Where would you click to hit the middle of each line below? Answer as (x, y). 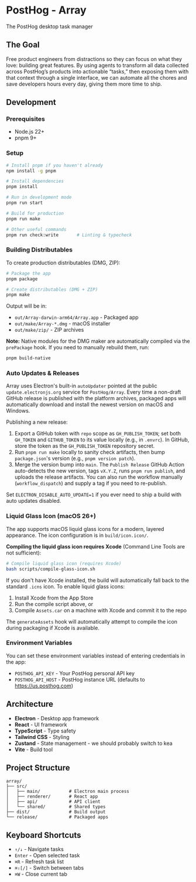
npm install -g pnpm (31, 171)
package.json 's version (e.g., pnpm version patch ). (75, 458)
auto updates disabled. (34, 501)
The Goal (23, 45)
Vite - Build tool (34, 749)
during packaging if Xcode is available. (53, 628)
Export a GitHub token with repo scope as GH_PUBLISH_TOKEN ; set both (98, 434)
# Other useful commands (36, 229)
